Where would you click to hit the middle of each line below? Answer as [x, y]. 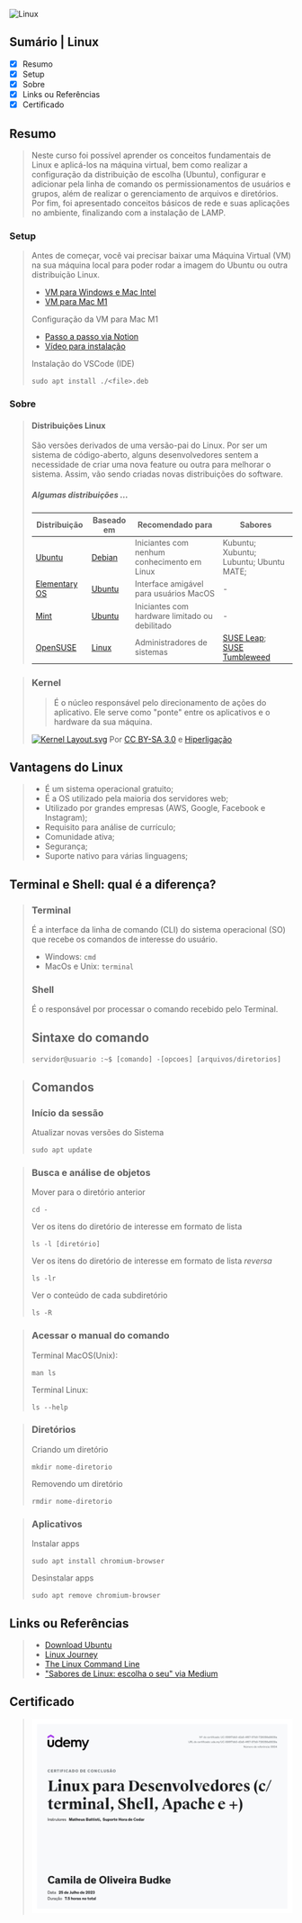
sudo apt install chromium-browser [98, 1562]
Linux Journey [71, 1654]
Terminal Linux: [60, 1390]
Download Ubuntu [78, 1645]
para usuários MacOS [175, 594]
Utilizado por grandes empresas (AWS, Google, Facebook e [155, 808]
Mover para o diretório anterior [88, 1192]
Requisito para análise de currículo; [110, 827]
